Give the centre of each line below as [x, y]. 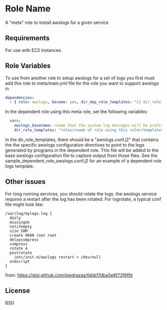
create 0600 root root [33, 235]
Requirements [27, 38]
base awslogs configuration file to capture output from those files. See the [81, 155]
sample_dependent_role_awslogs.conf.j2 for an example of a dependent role [83, 160]
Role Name [28, 9]
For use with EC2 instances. [34, 50]
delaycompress [24, 240]
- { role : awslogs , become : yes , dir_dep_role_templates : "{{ [75, 102]
